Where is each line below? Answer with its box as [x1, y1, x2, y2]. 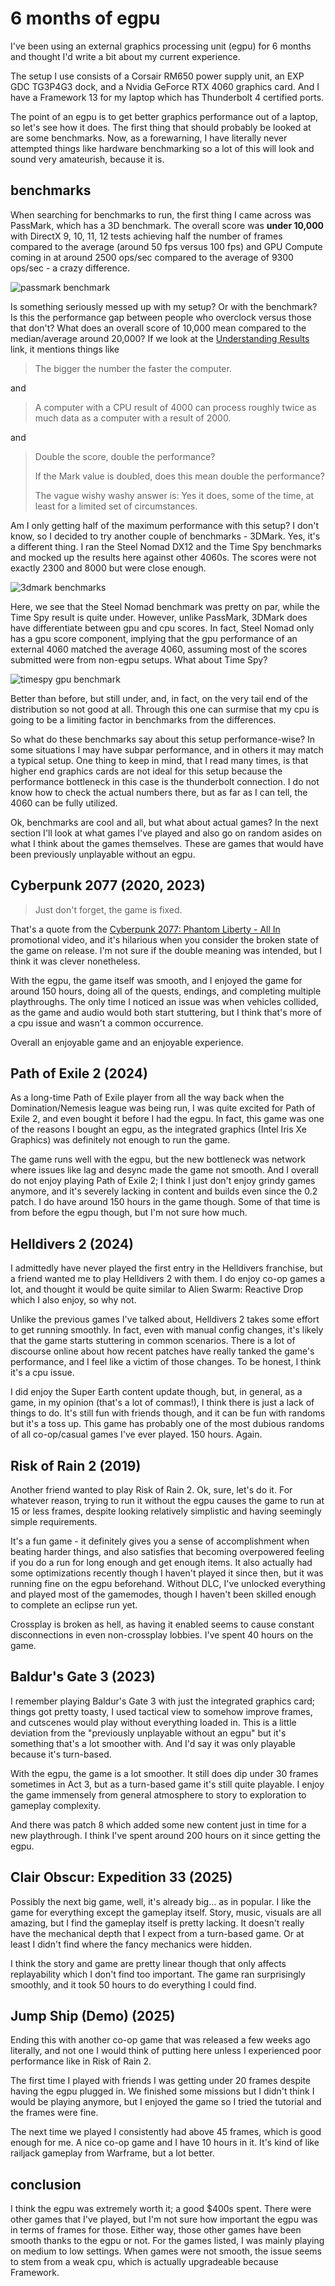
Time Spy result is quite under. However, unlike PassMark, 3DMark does [10, 611, 308, 623]
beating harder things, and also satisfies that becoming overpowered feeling [10, 1546, 325, 1557]
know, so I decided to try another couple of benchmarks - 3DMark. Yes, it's [10, 530, 321, 542]
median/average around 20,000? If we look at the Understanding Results [10, 332, 310, 344]
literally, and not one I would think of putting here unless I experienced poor [10, 2045, 322, 2057]
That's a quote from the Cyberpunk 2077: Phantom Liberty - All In [10, 923, 281, 935]
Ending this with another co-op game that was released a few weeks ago [10, 2034, 311, 2046]
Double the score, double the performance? [34, 450, 216, 462]
